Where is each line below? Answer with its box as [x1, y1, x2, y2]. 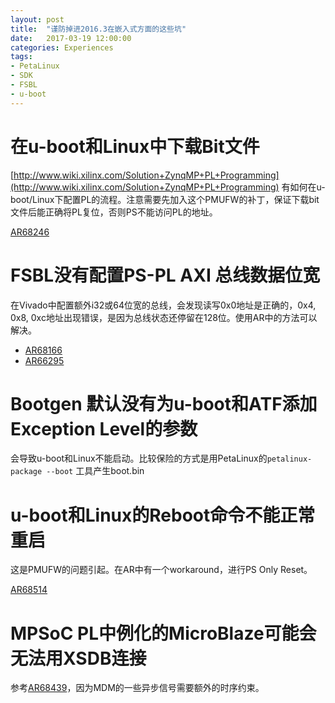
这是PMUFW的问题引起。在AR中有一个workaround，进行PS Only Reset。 [10, 564, 313, 576]
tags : [10, 52, 33, 62]
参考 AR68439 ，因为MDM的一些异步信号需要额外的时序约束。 [10, 682, 265, 694]
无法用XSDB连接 [10, 647, 147, 670]
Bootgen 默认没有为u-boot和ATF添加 [10, 392, 318, 415]
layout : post [10, 14, 65, 25]
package [10, 467, 43, 477]
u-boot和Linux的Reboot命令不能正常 [10, 504, 316, 526]
